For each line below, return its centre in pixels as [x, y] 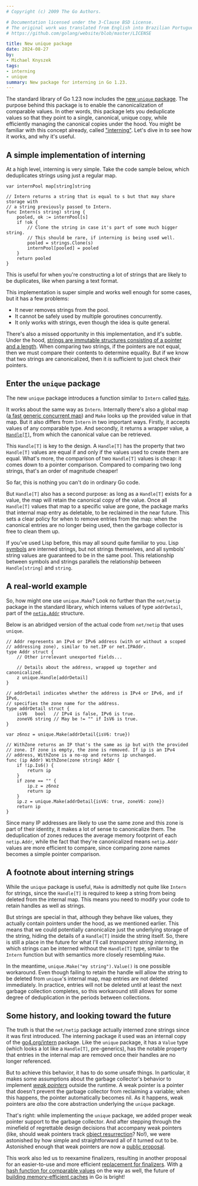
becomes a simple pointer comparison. [54, 854]
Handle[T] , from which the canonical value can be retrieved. [79, 434]
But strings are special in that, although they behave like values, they [89, 917]
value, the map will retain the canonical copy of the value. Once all [87, 500]
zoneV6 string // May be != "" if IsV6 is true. [77, 719]
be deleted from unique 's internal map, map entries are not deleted [87, 979]
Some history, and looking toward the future [89, 1015]
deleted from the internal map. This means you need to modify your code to [98, 899]
